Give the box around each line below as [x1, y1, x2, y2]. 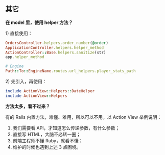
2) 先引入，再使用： [5, 79, 47, 85]
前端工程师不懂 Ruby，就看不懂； [12, 137, 83, 144]
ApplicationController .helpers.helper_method [5, 45, 104, 50]
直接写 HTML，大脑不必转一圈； [12, 131, 81, 137]
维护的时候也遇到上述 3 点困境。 [12, 144, 81, 150]
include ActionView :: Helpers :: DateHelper [5, 89, 95, 94]
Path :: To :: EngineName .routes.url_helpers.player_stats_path [5, 68, 136, 74]
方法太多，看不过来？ [5, 103, 50, 109]
